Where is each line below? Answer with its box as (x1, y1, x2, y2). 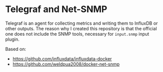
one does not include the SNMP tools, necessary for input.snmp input (5, 31, 149, 37)
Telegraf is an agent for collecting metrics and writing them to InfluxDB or (5, 20, 158, 26)
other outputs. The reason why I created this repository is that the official (5, 25, 157, 31)
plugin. (5, 36, 20, 42)
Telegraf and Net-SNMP (5, 4, 107, 15)
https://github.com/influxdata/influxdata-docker (12, 55, 112, 61)
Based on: (5, 46, 26, 52)
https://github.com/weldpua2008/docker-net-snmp (12, 61, 120, 67)
